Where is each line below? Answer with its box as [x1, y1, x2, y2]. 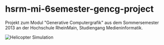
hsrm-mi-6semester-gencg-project [5, 3, 154, 15]
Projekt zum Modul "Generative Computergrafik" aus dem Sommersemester [5, 20, 159, 25]
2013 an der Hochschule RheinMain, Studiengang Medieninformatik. [5, 24, 143, 30]
